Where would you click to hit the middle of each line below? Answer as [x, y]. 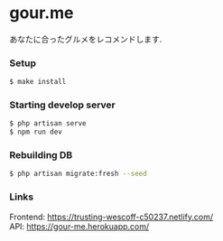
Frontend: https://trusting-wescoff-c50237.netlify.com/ [111, 217]
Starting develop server [62, 105]
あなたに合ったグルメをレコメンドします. [86, 39]
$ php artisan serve [48, 124]
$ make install [38, 82]
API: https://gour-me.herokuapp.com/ [79, 226]
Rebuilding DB [41, 155]
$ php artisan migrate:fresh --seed [78, 174]
